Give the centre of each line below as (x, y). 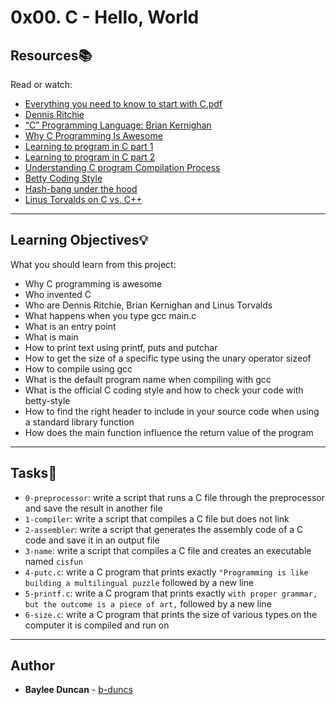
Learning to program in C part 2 (90, 157)
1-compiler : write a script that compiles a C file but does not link (157, 518)
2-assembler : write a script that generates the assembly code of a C (164, 529)
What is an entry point (70, 326)
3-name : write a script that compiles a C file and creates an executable (168, 550)
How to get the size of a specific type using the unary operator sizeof (168, 358)
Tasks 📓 (34, 473)
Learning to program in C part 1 (89, 146)
